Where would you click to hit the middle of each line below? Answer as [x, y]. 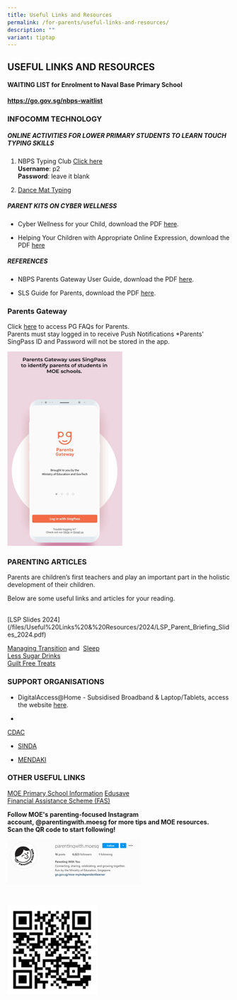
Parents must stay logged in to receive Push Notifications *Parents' [106, 334]
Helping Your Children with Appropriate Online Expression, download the [123, 238]
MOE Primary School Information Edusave [68, 793]
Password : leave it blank [53, 176]
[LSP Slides [24, 620]
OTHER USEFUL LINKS [46, 778]
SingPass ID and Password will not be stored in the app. [88, 341]
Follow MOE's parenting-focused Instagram [73, 814]
